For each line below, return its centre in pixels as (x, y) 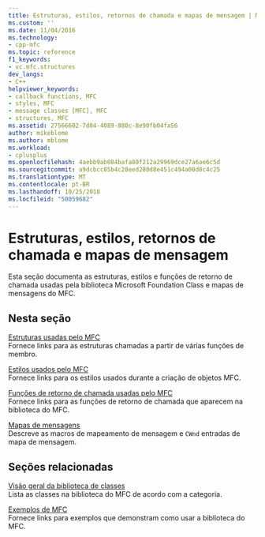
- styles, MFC (32, 103)
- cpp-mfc (24, 45)
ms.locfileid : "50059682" (50, 199)
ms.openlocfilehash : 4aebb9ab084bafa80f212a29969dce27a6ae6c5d (114, 163)
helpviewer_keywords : (44, 89)
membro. (23, 354)
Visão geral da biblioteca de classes (67, 486)
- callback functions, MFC (52, 96)
